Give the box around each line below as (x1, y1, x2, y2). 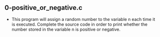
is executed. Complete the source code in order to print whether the (11, 21, 148, 27)
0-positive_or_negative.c (4, 4, 83, 12)
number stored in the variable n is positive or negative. (11, 26, 121, 32)
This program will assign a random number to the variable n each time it (11, 16, 156, 22)
